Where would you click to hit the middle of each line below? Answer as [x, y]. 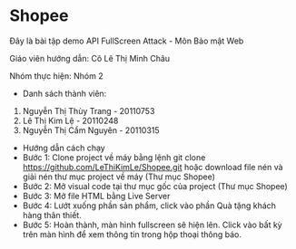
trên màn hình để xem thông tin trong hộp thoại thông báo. [132, 234]
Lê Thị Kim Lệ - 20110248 [70, 120]
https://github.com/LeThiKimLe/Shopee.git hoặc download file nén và [153, 167]
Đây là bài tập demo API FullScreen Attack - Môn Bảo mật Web [127, 41]
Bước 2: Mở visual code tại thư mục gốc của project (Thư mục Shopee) [155, 186]
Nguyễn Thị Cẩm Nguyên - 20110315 [91, 130]
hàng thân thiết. [52, 215]
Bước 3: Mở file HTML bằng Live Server [96, 196]
